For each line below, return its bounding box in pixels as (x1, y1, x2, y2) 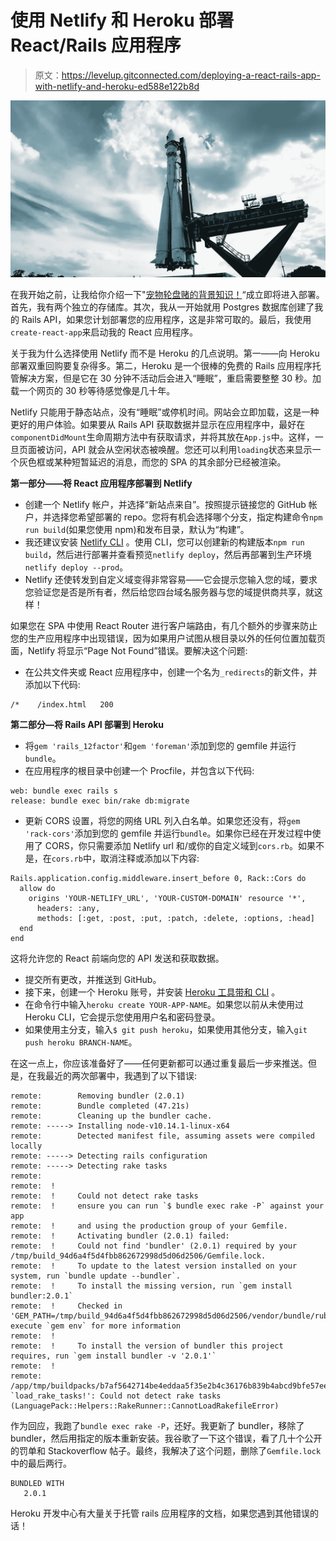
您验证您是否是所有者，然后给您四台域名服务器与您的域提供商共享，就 (24, 586, 315, 598)
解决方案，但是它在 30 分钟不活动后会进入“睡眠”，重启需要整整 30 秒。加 (18, 372, 322, 385)
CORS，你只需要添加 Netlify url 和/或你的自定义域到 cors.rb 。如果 (44, 840, 316, 852)
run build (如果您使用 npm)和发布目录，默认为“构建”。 (24, 524, 250, 536)
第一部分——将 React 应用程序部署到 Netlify (10, 477, 193, 490)
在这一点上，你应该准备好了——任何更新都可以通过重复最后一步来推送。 (10, 1057, 308, 1070)
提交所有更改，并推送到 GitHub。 (24, 974, 162, 986)
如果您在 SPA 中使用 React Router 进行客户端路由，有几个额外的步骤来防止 (10, 620, 318, 632)
